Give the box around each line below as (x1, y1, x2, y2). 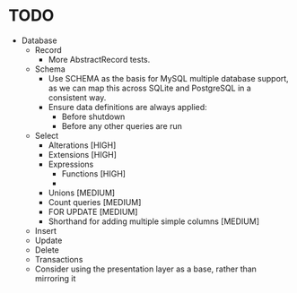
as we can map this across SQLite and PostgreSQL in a (48, 82, 252, 93)
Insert (34, 225, 57, 236)
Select (34, 130, 59, 141)
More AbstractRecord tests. (48, 54, 151, 65)
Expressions (48, 159, 94, 169)
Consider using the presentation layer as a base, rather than (34, 263, 258, 274)
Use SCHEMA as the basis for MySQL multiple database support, (48, 73, 289, 83)
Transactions (34, 254, 83, 264)
